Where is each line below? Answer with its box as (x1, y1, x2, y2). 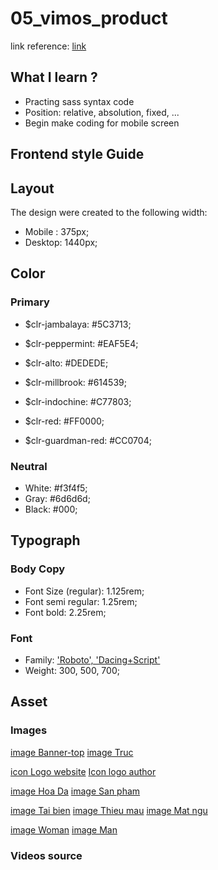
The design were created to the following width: (10, 206, 208, 218)
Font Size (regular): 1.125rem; (24, 585, 145, 597)
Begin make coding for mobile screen (24, 117, 180, 129)
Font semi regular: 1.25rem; (24, 595, 138, 607)
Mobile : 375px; (24, 225, 90, 237)
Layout (10, 180, 55, 197)
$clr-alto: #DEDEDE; (24, 357, 109, 369)
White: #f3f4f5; (24, 482, 88, 494)
